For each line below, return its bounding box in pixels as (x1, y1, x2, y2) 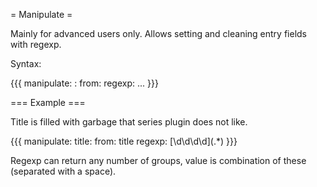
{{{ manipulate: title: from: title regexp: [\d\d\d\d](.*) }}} (10, 135, 238, 147)
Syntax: (10, 58, 42, 69)
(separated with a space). (10, 165, 117, 177)
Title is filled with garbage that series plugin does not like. (10, 116, 248, 128)
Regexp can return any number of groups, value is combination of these (10, 155, 307, 166)
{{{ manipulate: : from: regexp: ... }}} (10, 77, 159, 89)
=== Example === (10, 97, 86, 108)
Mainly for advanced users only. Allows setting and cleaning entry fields (10, 28, 307, 39)
